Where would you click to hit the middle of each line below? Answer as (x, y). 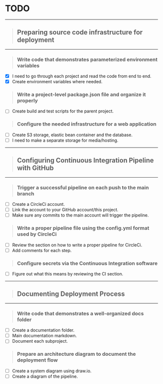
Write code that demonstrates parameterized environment (87, 59)
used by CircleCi (37, 234)
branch (26, 194)
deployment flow (37, 360)
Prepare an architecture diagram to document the (76, 354)
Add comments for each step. (42, 250)
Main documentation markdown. (44, 336)
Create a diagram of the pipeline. (45, 376)
